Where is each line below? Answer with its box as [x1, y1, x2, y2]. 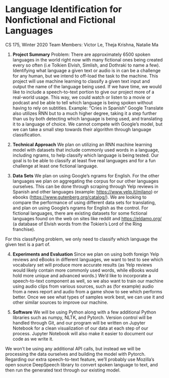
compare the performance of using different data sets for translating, [12, 199, 156, 205]
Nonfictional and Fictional [5, 14, 116, 26]
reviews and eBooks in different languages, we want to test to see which [12, 256, 163, 263]
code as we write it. [12, 336, 54, 342]
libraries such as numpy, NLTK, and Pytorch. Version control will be [12, 314, 152, 321]
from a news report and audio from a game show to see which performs [12, 288, 162, 294]
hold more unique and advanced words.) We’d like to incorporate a [12, 272, 151, 278]
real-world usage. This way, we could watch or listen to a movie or [12, 94, 151, 100]
